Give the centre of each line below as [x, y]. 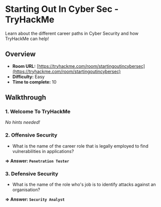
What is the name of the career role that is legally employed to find [80, 146]
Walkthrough [26, 98]
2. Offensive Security [31, 135]
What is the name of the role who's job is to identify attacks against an [84, 185]
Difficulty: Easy [28, 77]
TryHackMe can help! [27, 39]
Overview [21, 54]
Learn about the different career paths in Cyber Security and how [72, 33]
